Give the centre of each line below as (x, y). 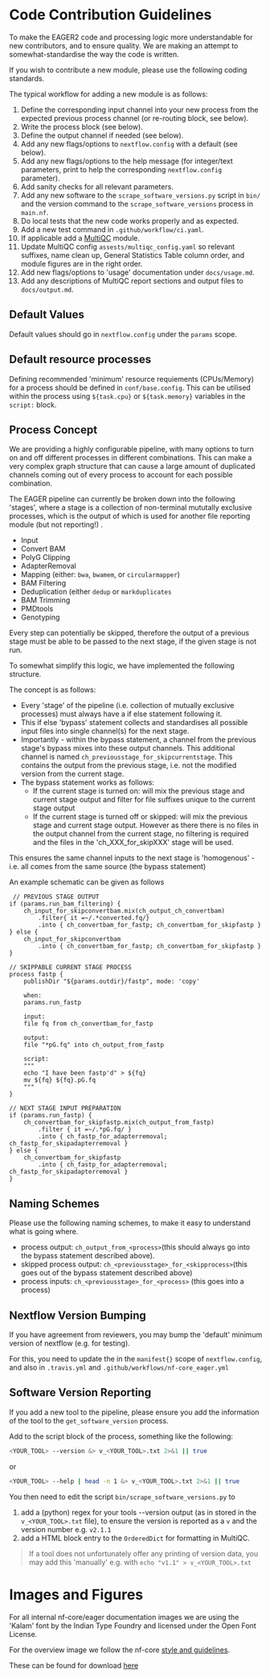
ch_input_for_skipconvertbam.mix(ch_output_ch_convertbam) (125, 911)
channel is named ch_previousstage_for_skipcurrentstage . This (127, 757)
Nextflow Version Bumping (78, 1315)
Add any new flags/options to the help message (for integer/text (127, 161)
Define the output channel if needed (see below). (102, 135)
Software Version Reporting (80, 1392)
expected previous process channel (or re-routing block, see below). (135, 118)
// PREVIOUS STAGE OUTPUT (56, 897)
